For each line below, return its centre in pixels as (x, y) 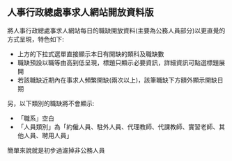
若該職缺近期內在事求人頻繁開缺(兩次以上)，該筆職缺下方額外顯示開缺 (117, 80)
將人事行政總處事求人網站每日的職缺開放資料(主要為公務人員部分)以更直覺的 (116, 31)
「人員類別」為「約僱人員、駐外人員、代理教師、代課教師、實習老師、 (118, 126)
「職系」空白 (36, 118)
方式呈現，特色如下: (36, 39)
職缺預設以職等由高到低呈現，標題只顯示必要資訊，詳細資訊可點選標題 (118, 62)
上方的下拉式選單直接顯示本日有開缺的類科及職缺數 (91, 53)
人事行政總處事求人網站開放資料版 (80, 12)
